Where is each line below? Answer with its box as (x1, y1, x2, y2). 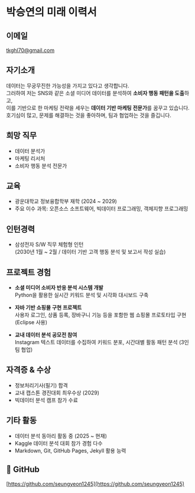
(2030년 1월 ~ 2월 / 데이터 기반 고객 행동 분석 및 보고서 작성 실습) (14, 249, 166, 256)
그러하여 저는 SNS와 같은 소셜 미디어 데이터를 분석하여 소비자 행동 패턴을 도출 (6, 89, 185, 96)
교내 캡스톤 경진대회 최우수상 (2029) (14, 389, 99, 396)
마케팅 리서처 (14, 155, 45, 162)
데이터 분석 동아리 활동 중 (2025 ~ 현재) (14, 432, 108, 439)
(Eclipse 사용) (14, 319, 48, 326)
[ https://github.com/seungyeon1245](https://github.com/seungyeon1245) (6, 480, 185, 487)
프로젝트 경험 (6, 267, 51, 277)
